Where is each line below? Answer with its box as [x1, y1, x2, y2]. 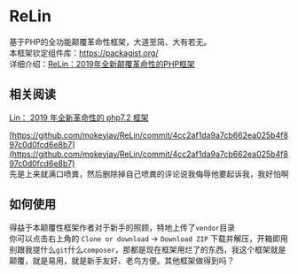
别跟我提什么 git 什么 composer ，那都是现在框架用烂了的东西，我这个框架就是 [9, 244, 286, 255]
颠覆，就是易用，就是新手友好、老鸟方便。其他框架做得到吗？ [9, 255, 235, 266]
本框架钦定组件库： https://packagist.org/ [9, 47, 159, 58]
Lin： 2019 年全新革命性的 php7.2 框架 [9, 112, 149, 123]
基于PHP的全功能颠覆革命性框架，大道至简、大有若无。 [9, 36, 212, 47]
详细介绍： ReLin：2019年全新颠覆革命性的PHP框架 [9, 58, 195, 69]
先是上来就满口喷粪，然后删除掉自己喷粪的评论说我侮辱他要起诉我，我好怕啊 [9, 168, 289, 179]
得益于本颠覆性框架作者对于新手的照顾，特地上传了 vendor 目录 [9, 222, 235, 232]
